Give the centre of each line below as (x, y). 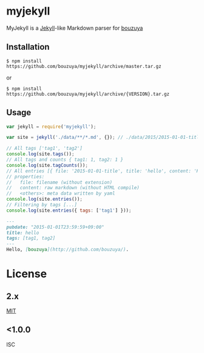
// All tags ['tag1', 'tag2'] (45, 149)
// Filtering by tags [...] (42, 205)
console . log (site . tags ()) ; (40, 154)
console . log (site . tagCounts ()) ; (47, 165)
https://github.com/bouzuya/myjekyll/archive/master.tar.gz (84, 66)
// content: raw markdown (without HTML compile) (73, 188)
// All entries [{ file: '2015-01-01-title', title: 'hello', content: (99, 171)
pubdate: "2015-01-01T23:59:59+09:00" (55, 227)
